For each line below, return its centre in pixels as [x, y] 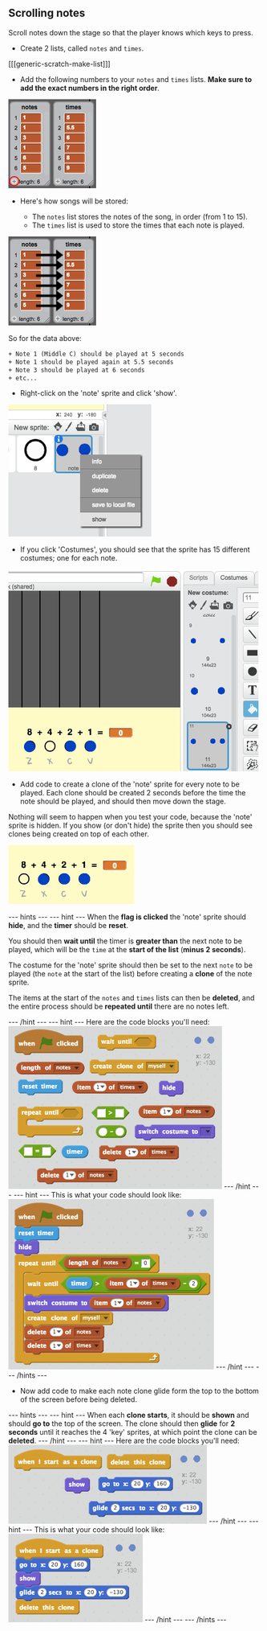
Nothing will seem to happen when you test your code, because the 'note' [130, 816]
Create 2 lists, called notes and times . [82, 48]
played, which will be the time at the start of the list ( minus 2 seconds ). [127, 949]
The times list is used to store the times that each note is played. [138, 225]
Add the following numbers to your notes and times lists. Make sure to [136, 79]
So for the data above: [45, 338]
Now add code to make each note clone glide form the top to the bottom [139, 1391]
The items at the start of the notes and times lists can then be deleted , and [131, 997]
